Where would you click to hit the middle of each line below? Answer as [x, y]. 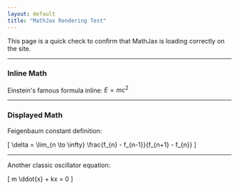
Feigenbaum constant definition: [55, 131]
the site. [19, 48]
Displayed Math [35, 115]
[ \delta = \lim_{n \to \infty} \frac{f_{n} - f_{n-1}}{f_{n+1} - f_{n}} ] [102, 144]
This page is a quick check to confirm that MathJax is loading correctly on [116, 41]
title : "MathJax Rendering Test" [57, 21]
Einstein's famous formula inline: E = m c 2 [68, 90]
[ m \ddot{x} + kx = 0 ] [40, 179]
